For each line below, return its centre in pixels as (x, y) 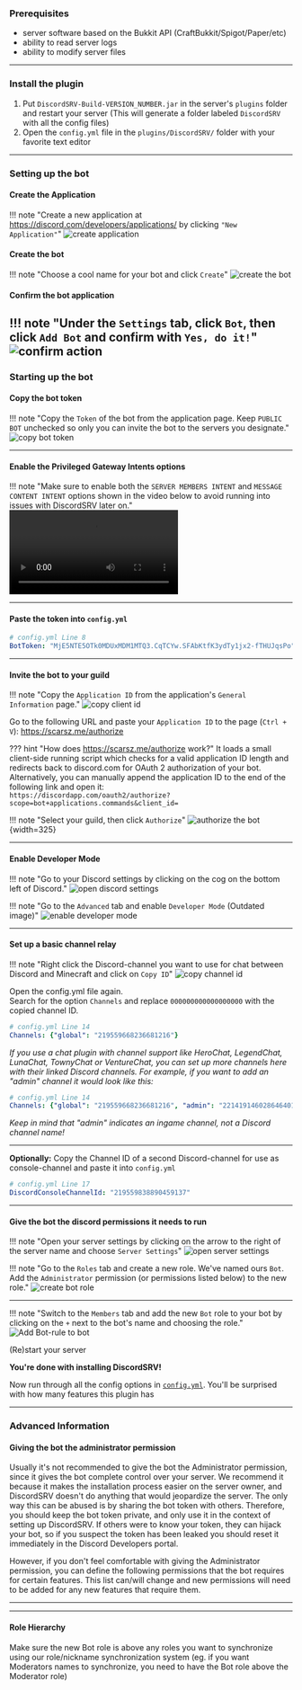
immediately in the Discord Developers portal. (94, 1543)
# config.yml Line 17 (50, 1185)
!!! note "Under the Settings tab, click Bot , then (142, 323)
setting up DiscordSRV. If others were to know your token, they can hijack (145, 1525)
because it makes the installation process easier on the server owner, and (146, 1487)
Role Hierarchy (37, 1627)
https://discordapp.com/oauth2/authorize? (90, 796)
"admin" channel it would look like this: (82, 1081)
